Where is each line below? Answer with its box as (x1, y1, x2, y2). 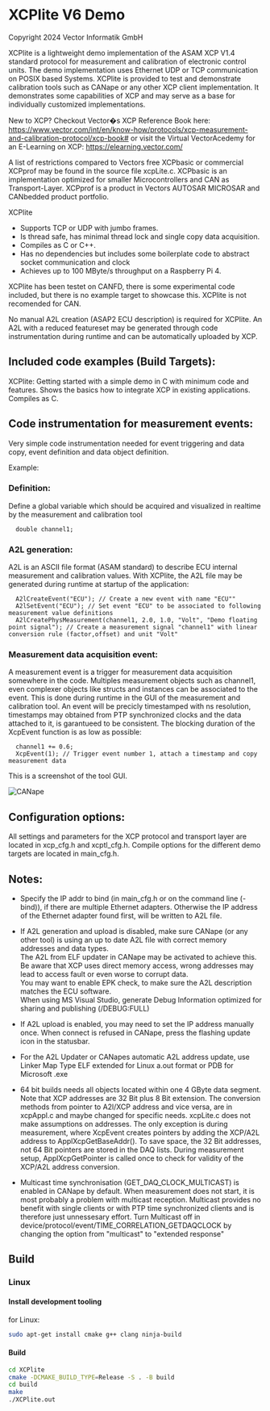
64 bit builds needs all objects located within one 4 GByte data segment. (19, 1085, 262, 1095)
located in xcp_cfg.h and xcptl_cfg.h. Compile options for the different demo (8, 840, 261, 850)
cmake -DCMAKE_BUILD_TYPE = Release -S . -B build (8, 1373, 175, 1381)
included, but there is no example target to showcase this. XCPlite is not (8, 290, 247, 299)
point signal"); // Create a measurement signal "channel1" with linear (8, 623, 258, 631)
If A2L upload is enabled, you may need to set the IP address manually (19, 1020, 255, 1029)
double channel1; (15, 525, 74, 534)
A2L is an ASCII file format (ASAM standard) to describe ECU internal (8, 563, 238, 572)
